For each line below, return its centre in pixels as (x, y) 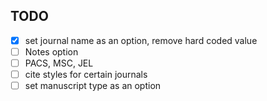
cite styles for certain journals (86, 74)
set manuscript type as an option (93, 86)
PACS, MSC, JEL (59, 63)
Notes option (51, 51)
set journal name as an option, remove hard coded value (141, 40)
